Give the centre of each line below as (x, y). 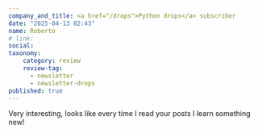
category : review (52, 61)
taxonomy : (25, 53)
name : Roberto (32, 31)
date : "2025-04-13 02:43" (52, 23)
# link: (21, 38)
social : (21, 46)
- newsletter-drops (62, 83)
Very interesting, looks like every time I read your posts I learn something (130, 114)
